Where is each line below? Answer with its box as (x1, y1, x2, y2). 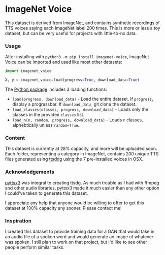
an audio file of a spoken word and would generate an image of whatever (5, 233, 154, 240)
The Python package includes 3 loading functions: (5, 86, 107, 92)
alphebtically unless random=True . (12, 122, 80, 128)
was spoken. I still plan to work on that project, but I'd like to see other (5, 239, 148, 245)
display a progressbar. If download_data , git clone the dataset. (12, 101, 137, 107)
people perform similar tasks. (5, 244, 65, 250)
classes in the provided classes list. (12, 111, 85, 117)
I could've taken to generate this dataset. (5, 190, 88, 196)
